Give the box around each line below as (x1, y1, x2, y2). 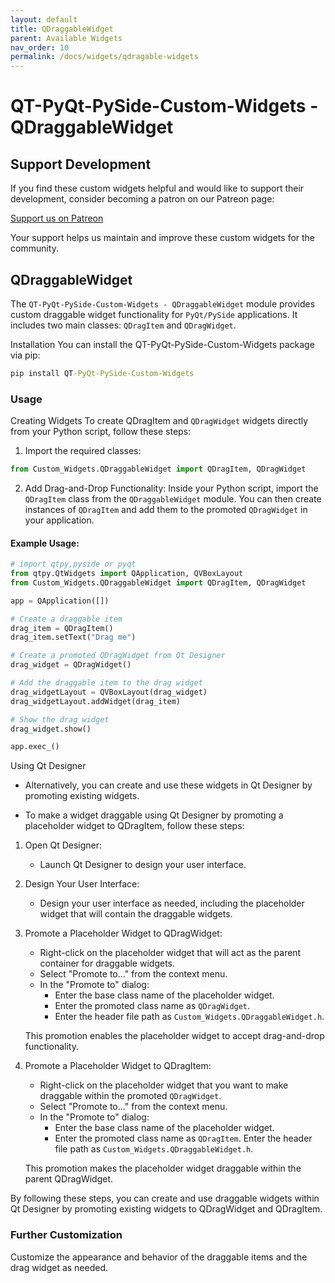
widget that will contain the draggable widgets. (39, 908, 233, 920)
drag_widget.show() (10, 724, 92, 734)
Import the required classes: (24, 445, 142, 457)
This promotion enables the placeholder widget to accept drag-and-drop (24, 1030, 325, 1042)
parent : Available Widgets (10, 33, 123, 43)
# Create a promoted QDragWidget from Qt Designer (10, 651, 226, 661)
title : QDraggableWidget (10, 24, 114, 34)
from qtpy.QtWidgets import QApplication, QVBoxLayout (10, 569, 244, 579)
